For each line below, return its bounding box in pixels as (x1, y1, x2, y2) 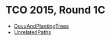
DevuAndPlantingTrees (13, 23, 69, 29)
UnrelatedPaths (13, 28, 52, 35)
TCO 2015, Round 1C (5, 3, 106, 17)
